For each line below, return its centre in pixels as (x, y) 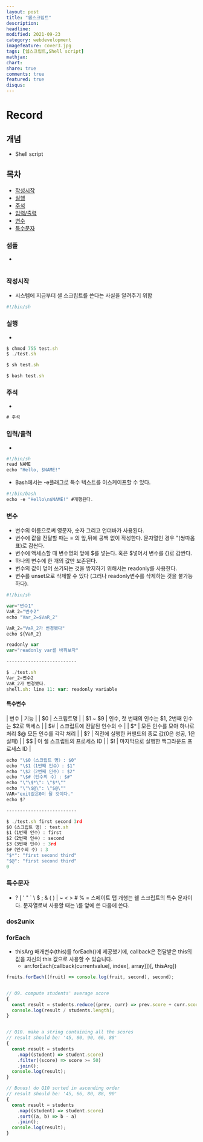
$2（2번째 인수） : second (35, 838)
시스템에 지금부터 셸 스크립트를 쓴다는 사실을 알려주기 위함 (84, 295)
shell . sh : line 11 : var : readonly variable (62, 689)
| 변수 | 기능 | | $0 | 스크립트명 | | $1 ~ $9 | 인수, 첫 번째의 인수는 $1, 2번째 (94, 718)
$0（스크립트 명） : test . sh (37, 827)
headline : (19, 29)
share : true (21, 68)
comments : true (25, 74)
